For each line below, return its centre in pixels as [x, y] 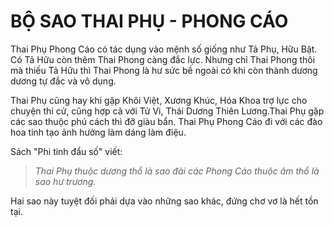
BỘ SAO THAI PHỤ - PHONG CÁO [149, 21]
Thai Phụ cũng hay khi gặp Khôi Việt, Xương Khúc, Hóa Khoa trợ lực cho [159, 100]
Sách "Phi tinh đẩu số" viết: [66, 151]
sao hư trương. [65, 181]
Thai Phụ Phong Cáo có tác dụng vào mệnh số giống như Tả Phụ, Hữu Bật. [164, 49]
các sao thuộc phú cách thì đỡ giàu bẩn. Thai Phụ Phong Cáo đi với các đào [166, 121]
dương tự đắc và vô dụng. [63, 81]
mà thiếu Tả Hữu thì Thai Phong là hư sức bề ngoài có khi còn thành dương [164, 70]
